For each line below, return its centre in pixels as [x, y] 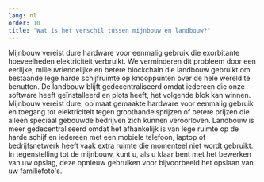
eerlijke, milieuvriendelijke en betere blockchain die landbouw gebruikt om [130, 70]
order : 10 [25, 23]
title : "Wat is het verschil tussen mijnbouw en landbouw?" [110, 30]
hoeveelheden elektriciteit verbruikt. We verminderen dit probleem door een [132, 61]
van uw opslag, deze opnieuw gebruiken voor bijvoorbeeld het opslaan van [131, 163]
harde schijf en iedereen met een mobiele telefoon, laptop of [107, 137]
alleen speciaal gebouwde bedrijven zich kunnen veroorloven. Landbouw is [131, 121]
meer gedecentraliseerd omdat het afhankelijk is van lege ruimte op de [124, 129]
